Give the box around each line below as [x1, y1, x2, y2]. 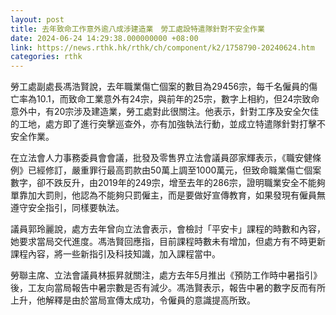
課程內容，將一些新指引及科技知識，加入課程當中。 [10, 248, 221, 260]
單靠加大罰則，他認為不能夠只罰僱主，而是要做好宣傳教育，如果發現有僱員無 [10, 189, 326, 201]
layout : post [10, 14, 65, 25]
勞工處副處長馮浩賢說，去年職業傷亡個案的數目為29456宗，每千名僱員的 [10, 81, 310, 93]
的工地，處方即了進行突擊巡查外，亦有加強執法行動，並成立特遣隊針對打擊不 [10, 118, 326, 130]
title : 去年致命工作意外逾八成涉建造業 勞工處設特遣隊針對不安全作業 [10, 24, 265, 34]
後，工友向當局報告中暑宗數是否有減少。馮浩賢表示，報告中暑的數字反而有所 [10, 282, 326, 294]
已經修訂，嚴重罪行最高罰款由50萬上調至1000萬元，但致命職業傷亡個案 [27, 164, 322, 176]
